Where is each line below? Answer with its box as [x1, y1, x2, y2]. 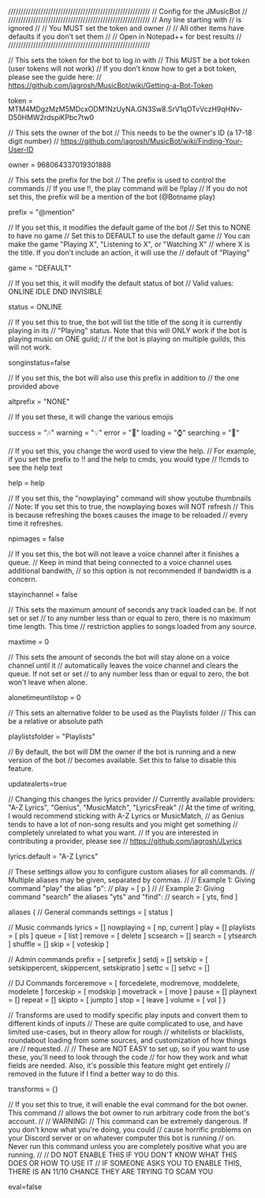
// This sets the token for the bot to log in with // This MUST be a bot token [8, 55, 250, 65]
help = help [8, 478, 45, 488]
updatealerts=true [8, 779, 67, 788]
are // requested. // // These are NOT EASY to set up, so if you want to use [8, 1044, 250, 1053]
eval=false [8, 1182, 42, 1191]
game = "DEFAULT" [8, 264, 72, 272]
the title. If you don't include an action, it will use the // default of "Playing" [8, 248, 250, 257]
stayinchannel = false [8, 590, 78, 599]
